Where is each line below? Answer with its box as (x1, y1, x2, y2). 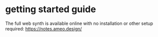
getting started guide (5, 4, 96, 15)
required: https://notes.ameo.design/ (5, 25, 82, 31)
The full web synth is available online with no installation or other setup (5, 20, 153, 26)
